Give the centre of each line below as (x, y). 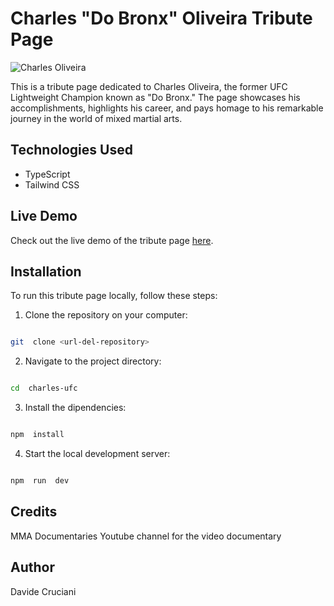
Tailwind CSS (52, 184)
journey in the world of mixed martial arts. (96, 118)
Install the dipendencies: (75, 408)
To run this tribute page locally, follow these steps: (114, 296)
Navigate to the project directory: (93, 361)
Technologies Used (71, 150)
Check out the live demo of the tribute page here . (112, 240)
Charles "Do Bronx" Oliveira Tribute (161, 18)
